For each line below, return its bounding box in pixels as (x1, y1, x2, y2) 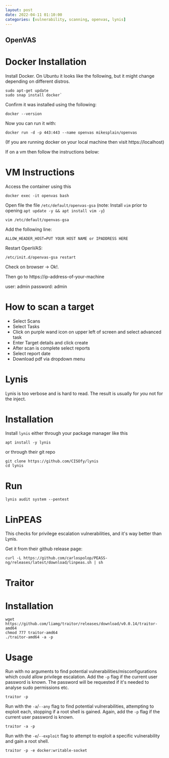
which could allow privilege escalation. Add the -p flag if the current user (5, 674, 158, 680)
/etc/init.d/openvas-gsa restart (5, 255, 76, 260)
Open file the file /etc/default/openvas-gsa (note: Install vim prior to (5, 202, 147, 208)
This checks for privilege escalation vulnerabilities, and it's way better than (5, 530, 162, 536)
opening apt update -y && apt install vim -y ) (5, 207, 105, 213)
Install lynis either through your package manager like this (5, 430, 128, 436)
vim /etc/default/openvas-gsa (5, 217, 70, 223)
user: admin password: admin (5, 283, 67, 290)
